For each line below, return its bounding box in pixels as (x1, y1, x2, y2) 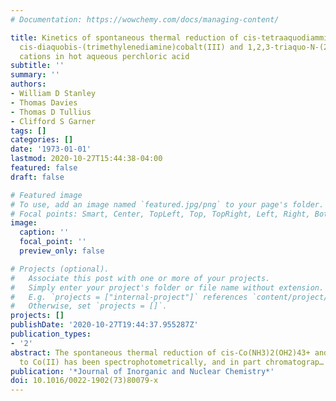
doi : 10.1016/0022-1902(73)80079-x (10, 376, 159, 386)
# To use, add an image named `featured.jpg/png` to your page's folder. (10, 199, 325, 210)
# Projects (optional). (10, 264, 110, 274)
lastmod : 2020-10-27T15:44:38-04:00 (10, 154, 163, 164)
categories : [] (10, 135, 74, 145)
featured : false (10, 163, 78, 173)
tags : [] (10, 126, 47, 136)
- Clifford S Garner (10, 116, 97, 126)
